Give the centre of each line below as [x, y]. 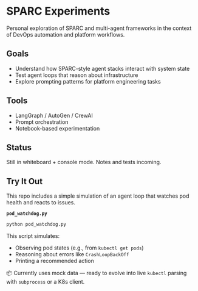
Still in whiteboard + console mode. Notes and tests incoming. [84, 162]
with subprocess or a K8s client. [46, 282]
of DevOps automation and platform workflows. [66, 34]
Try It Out [25, 181]
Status [19, 147]
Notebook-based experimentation [57, 128]
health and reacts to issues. [41, 203]
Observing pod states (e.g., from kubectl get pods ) [79, 248]
